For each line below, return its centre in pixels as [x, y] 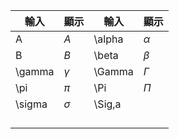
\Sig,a [107, 104]
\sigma [31, 104]
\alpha [108, 39]
